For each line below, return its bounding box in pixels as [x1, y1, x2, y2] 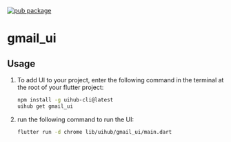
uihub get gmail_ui [17, 103, 74, 110]
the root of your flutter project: [17, 83, 104, 91]
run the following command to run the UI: [17, 115, 134, 123]
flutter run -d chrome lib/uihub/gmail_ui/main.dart [17, 128, 172, 135]
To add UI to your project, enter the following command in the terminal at [17, 76, 224, 84]
